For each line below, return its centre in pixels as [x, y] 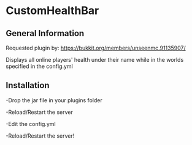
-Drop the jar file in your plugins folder [54, 100]
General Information [45, 33]
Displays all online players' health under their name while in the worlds [95, 60]
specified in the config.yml [39, 66]
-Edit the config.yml [31, 124]
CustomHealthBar [52, 11]
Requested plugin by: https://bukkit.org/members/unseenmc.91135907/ [96, 48]
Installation [28, 85]
